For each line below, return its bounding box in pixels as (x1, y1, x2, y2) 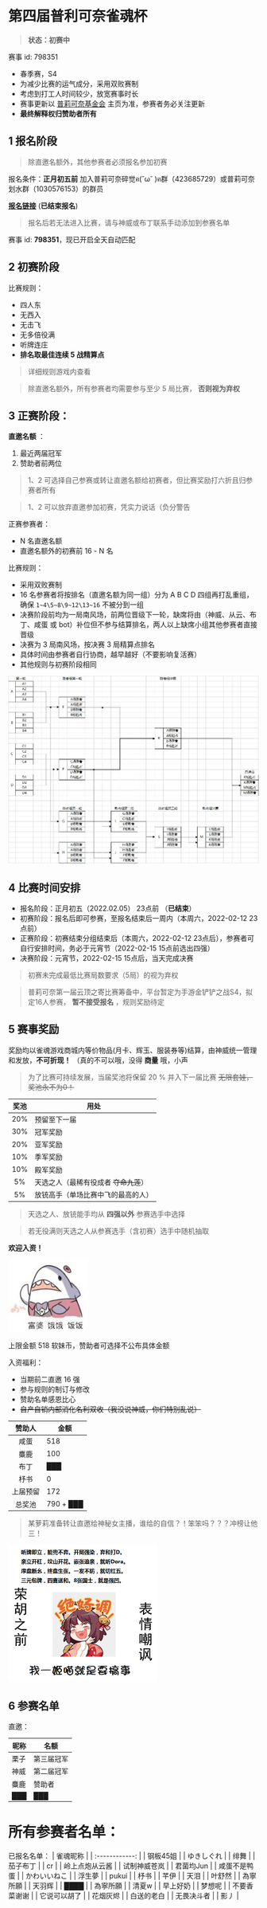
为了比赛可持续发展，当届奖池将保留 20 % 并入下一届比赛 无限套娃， (27, 1072, 253, 1082)
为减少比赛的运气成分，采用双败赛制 (19, 79, 139, 88)
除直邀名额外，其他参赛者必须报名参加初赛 (27, 157, 168, 167)
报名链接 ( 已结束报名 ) (8, 201, 79, 210)
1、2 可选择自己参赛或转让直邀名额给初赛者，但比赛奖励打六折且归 (27, 476, 246, 485)
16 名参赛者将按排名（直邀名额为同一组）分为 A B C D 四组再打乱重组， (19, 590, 253, 600)
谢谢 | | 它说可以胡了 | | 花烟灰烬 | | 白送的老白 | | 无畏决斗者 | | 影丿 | (14, 1891, 240, 1901)
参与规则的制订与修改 (19, 1384, 90, 1394)
